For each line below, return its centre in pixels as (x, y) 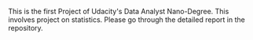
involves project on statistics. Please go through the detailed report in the (126, 20)
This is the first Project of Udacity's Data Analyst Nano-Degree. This (119, 11)
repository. (26, 28)
